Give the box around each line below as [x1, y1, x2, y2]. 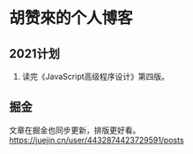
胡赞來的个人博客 [9, 8, 134, 28]
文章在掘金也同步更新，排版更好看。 [9, 125, 141, 135]
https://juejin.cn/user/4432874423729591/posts [9, 135, 184, 145]
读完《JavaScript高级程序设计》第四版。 [21, 72, 170, 81]
